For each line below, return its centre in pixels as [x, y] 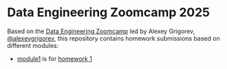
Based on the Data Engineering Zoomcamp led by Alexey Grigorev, [101, 31]
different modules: [33, 45]
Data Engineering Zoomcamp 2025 [109, 13]
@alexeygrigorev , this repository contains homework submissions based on [113, 38]
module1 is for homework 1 [54, 58]
